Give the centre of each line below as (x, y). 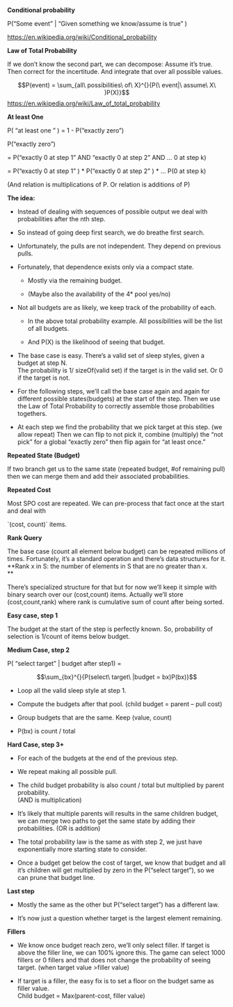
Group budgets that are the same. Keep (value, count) (95, 717)
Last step (21, 891)
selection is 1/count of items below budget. (69, 636)
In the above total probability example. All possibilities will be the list (125, 321)
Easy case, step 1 (32, 616)
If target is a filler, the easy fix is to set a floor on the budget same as (115, 981)
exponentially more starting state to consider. (82, 849)
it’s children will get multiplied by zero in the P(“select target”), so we (116, 870)
